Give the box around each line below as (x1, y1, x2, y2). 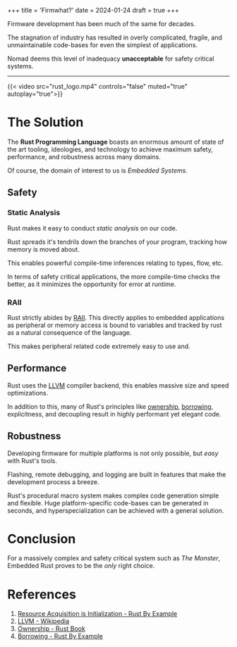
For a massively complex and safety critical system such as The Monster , (7, 554, 221, 562)
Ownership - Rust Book (17, 624, 86, 633)
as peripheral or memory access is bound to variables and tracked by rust (7, 321, 222, 329)
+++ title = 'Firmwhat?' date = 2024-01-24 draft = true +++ (7, 6, 180, 14)
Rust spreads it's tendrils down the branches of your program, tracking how (7, 238, 228, 246)
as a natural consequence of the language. (7, 328, 132, 337)
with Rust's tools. (7, 456, 58, 464)
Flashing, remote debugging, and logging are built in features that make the (7, 470, 226, 479)
